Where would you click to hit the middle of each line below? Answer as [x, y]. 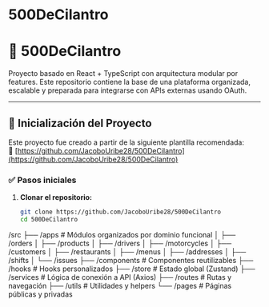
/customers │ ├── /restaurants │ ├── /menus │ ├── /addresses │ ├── [127, 251]
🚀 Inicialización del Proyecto [80, 123]
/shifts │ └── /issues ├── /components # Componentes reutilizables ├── [131, 260]
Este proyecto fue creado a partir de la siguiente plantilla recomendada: [126, 142]
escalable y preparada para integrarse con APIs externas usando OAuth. [128, 90]
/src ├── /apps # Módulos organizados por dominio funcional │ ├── [122, 234]
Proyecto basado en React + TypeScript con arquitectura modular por [123, 74]
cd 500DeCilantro [49, 220]
